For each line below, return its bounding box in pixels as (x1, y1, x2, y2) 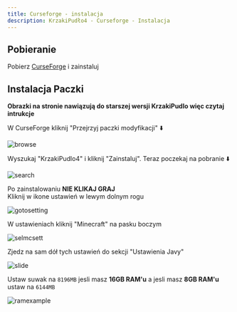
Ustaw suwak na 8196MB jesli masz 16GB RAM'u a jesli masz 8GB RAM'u (7, 275, 219, 284)
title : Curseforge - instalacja (7, 10, 103, 18)
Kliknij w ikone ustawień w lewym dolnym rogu (7, 192, 144, 201)
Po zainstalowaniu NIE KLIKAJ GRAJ (7, 184, 115, 193)
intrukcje (7, 110, 35, 118)
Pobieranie (7, 43, 57, 56)
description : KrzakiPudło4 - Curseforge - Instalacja (7, 17, 171, 24)
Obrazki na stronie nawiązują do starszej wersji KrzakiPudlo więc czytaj (7, 102, 224, 110)
